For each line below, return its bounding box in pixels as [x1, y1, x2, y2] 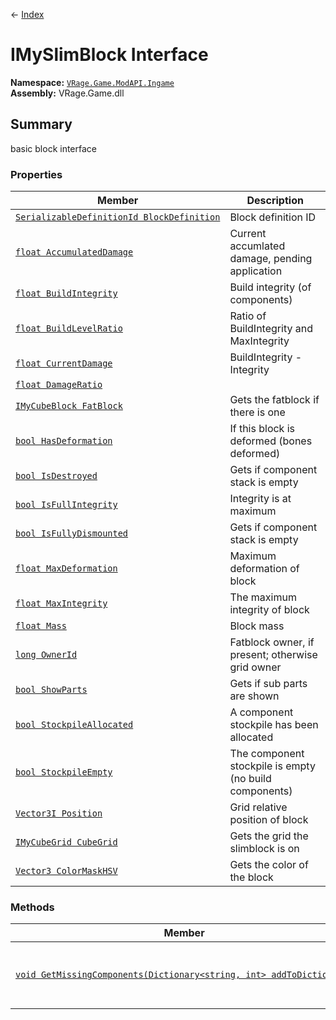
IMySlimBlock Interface [10, 44, 209, 66]
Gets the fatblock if [229, 393, 320, 407]
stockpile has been [229, 718, 319, 732]
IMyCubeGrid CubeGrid [15, 837, 118, 848]
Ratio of [229, 309, 267, 323]
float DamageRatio [15, 379, 103, 391]
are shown [229, 689, 280, 703]
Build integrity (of [229, 280, 312, 294]
